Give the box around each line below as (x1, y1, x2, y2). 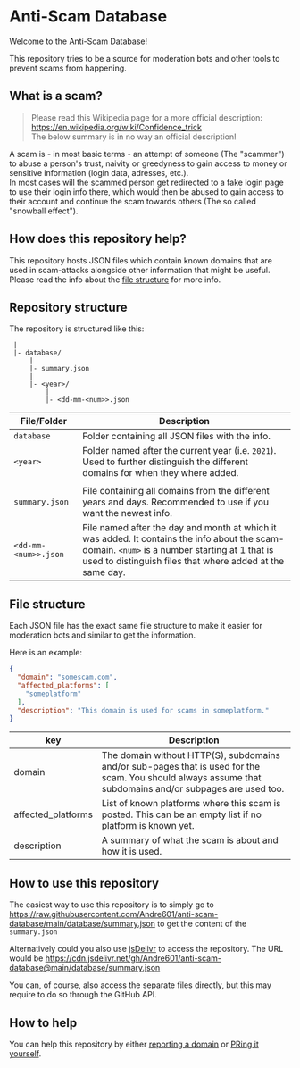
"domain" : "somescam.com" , (17, 672, 118, 682)
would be (9, 953, 44, 964)
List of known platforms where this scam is (101, 797, 281, 810)
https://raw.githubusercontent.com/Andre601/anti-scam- (9, 909, 219, 920)
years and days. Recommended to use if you (82, 496, 270, 508)
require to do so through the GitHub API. (9, 989, 158, 1000)
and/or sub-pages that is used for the (101, 761, 261, 773)
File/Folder (21, 415, 68, 428)
